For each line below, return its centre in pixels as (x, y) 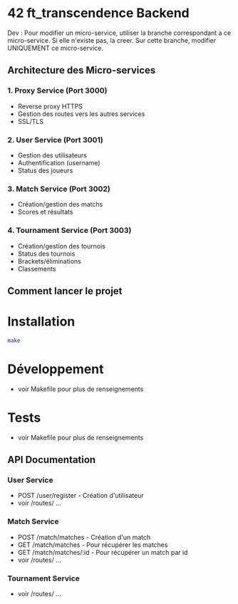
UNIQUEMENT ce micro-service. (55, 48)
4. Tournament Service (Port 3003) (69, 231)
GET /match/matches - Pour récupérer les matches (93, 545)
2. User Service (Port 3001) (55, 140)
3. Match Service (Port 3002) (59, 189)
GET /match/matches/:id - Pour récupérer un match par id (103, 552)
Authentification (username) (59, 162)
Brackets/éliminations (50, 261)
